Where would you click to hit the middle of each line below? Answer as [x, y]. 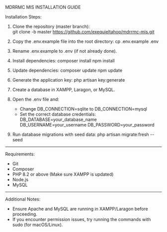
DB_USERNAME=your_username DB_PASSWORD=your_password [87, 125]
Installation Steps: [23, 17]
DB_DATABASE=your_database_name [58, 119]
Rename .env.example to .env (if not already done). [65, 51]
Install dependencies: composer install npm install [64, 61]
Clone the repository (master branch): [51, 26]
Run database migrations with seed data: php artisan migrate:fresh [81, 134]
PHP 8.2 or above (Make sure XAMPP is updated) [63, 174]
